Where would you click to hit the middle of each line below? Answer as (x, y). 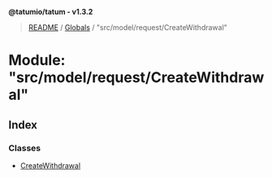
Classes (25, 148)
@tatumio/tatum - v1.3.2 (51, 12)
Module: (37, 61)
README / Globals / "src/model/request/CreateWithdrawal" (127, 27)
